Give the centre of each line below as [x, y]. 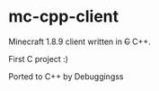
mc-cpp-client [64, 17]
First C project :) [39, 59]
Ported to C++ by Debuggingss [66, 76]
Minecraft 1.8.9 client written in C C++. [80, 41]
